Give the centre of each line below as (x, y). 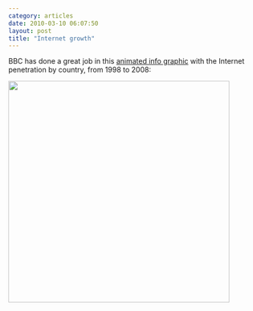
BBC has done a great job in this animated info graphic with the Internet (126, 61)
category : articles (41, 16)
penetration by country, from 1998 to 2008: (80, 70)
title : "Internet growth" (51, 38)
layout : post (30, 31)
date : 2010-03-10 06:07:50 (53, 23)
